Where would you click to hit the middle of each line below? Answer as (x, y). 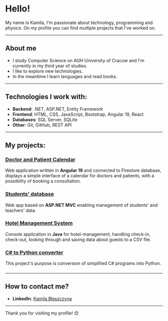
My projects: (25, 145)
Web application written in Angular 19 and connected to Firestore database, (83, 170)
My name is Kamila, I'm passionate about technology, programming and (79, 23)
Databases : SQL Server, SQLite (45, 119)
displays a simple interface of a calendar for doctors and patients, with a (80, 176)
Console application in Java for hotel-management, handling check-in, (78, 234)
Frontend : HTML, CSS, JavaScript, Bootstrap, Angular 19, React (78, 114)
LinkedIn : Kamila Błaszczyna (42, 298)
